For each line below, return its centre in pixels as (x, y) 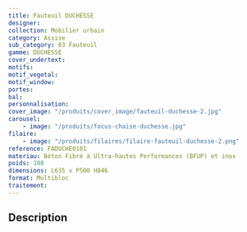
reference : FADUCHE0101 (48, 149)
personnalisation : (39, 104)
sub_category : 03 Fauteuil (53, 45)
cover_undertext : (37, 60)
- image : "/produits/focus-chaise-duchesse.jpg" (104, 126)
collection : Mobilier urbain (56, 30)
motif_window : (32, 82)
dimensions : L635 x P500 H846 (58, 171)
